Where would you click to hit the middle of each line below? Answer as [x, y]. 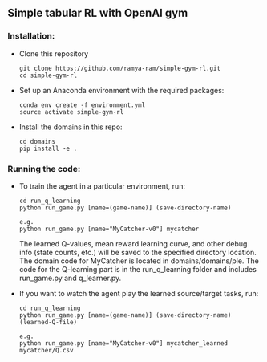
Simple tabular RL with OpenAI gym [98, 13]
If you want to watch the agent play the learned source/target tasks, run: [139, 293]
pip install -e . [48, 148]
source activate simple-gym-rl [71, 112]
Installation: [31, 36]
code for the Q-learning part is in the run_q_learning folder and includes [138, 269]
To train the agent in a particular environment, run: [102, 186]
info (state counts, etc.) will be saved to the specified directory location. [138, 252]
